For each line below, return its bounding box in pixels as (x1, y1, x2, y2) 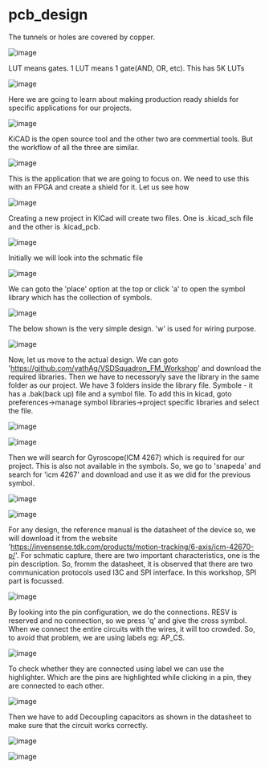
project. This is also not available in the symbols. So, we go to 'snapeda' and (8, 461, 261, 470)
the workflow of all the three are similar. (8, 142, 140, 152)
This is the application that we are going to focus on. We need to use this (8, 173, 250, 183)
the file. (8, 405, 34, 415)
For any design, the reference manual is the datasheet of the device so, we (8, 524, 256, 535)
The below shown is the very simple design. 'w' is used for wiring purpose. (8, 323, 257, 333)
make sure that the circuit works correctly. (8, 720, 149, 730)
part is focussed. (8, 576, 64, 585)
